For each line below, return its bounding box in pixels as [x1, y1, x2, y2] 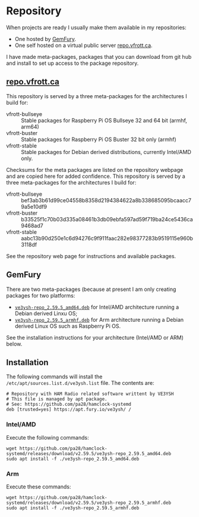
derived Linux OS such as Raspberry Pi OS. [14, 322, 121, 330]
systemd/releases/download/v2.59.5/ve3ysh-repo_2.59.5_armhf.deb [6, 500, 171, 506]
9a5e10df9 [21, 203, 48, 210]
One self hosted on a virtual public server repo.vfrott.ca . [14, 42, 153, 49]
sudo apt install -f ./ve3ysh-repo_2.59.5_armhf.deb [6, 505, 140, 511]
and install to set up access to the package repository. [6, 59, 139, 67]
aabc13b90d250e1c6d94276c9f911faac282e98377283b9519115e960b [21, 234, 193, 242]
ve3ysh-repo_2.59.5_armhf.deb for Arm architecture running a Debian [14, 316, 184, 323]
